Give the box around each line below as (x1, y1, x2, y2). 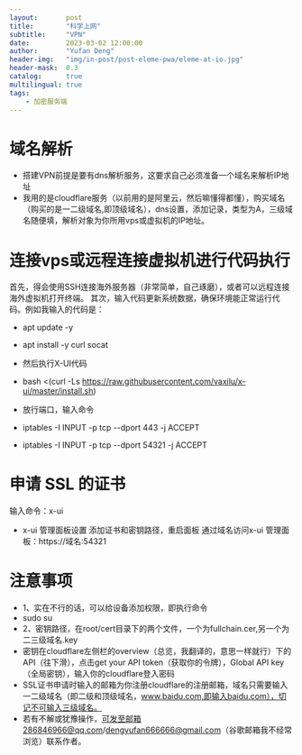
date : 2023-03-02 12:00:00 (9, 38, 143, 48)
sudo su (22, 613, 53, 623)
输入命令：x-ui (9, 505, 64, 516)
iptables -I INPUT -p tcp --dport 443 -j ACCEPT (22, 423, 200, 433)
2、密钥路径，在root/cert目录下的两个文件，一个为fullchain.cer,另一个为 (22, 623, 290, 634)
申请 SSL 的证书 (9, 474, 126, 495)
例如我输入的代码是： (24, 304, 105, 315)
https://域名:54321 (38, 536, 106, 547)
